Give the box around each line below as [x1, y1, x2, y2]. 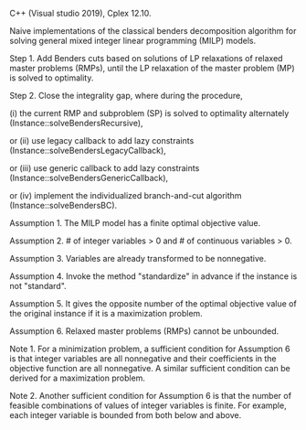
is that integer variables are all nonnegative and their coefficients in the [9, 353, 277, 364]
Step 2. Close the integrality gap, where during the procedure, [9, 91, 244, 101]
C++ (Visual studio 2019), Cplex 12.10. [9, 8, 152, 18]
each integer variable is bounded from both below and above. [9, 410, 242, 420]
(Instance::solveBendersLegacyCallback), [9, 145, 166, 156]
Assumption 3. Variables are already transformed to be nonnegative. [9, 253, 267, 263]
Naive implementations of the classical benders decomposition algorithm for [9, 26, 297, 36]
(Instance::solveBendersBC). [9, 200, 118, 210]
